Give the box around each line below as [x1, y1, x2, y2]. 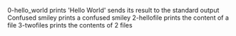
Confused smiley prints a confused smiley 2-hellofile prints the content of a [7, 13, 230, 22]
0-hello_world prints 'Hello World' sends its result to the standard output [7, 6, 220, 14]
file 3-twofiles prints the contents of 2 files [7, 21, 133, 29]
